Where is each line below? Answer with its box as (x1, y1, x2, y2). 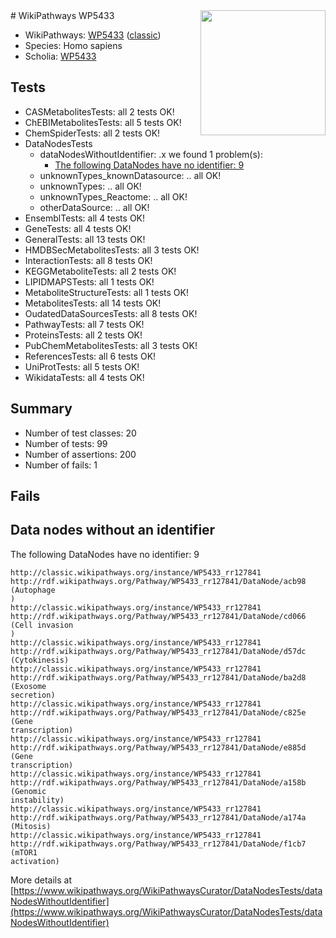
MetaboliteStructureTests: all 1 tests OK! (24, 286, 189, 298)
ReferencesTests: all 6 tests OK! (24, 350, 157, 362)
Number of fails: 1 (24, 459, 98, 471)
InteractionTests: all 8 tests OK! (24, 254, 153, 266)
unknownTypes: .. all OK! (39, 180, 142, 192)
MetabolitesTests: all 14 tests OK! (24, 297, 162, 309)
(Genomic (10, 786, 47, 796)
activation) (10, 856, 60, 866)
